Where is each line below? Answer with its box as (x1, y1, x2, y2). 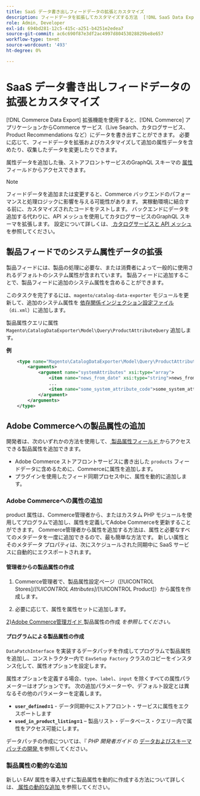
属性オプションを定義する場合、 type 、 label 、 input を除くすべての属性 (6, 675, 180, 682)
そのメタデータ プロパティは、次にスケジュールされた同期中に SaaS (6, 541, 173, 548)
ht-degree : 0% (6, 48, 42, 54)
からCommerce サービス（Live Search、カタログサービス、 (42, 124, 189, 131)
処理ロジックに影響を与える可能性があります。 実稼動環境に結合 (26, 198, 185, 205)
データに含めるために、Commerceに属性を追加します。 (20, 465, 157, 473)
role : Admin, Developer (6, 20, 65, 26)
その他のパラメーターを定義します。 (16, 690, 105, 697)
